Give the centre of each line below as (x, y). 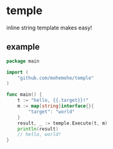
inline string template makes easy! (49, 28)
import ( (17, 72)
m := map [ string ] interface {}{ (56, 106)
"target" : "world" (52, 112)
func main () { (24, 95)
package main (23, 61)
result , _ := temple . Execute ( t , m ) (63, 123)
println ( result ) (38, 129)
